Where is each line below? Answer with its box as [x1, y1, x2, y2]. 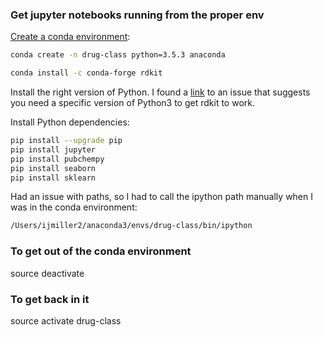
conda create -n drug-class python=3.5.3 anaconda [10, 50, 226, 60]
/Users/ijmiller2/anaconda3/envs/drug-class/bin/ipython [10, 221, 253, 231]
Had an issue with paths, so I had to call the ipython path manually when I [10, 191, 313, 203]
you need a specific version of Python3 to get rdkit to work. [10, 97, 256, 109]
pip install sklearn [10, 173, 97, 183]
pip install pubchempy [10, 154, 105, 164]
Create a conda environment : [10, 31, 131, 43]
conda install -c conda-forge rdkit [10, 68, 163, 78]
